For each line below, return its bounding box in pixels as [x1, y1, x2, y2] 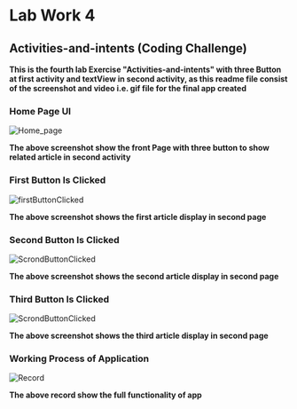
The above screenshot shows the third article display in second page [9, 330, 269, 342]
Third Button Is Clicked [9, 293, 110, 305]
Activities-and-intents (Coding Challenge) [9, 41, 247, 56]
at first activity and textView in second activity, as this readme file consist [9, 74, 288, 84]
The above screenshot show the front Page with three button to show [9, 143, 270, 153]
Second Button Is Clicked [9, 233, 120, 246]
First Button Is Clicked [9, 174, 106, 186]
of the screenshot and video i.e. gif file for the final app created [9, 83, 246, 93]
